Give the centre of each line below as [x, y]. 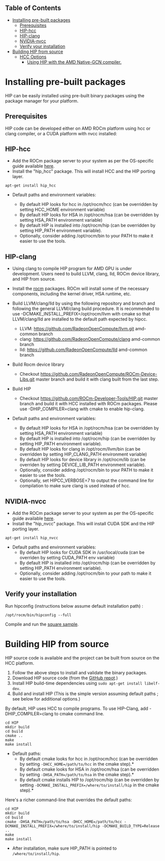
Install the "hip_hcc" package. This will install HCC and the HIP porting [83, 171]
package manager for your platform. [42, 101]
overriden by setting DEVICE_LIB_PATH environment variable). [83, 465]
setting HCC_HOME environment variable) [62, 210]
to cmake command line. [79, 713]
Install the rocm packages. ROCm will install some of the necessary [81, 289]
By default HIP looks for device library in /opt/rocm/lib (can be [82, 460]
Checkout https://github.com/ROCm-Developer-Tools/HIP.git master [89, 398]
